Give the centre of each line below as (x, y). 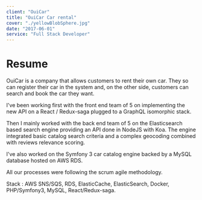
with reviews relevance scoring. (46, 143)
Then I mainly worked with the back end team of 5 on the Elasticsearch (94, 123)
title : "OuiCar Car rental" (42, 17)
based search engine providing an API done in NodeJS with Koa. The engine (101, 130)
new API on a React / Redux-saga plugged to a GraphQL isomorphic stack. (99, 111)
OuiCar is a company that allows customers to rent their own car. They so (97, 81)
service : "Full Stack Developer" (48, 34)
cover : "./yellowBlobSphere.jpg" (48, 23)
